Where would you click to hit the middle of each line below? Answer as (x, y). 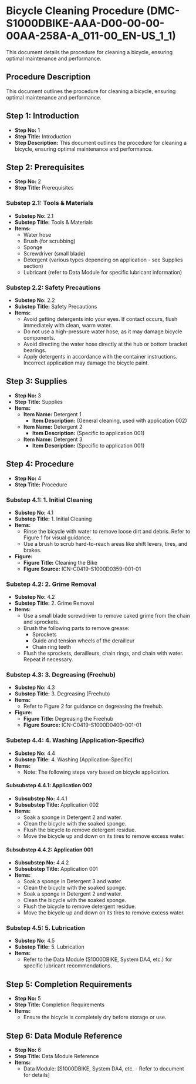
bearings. (35, 350)
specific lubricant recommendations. (68, 966)
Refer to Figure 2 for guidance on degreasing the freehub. (93, 706)
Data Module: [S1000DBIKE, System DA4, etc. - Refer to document (104, 1069)
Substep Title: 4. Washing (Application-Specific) (74, 759)
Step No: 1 (27, 130)
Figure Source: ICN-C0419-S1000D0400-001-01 (82, 725)
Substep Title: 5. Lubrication (49, 947)
